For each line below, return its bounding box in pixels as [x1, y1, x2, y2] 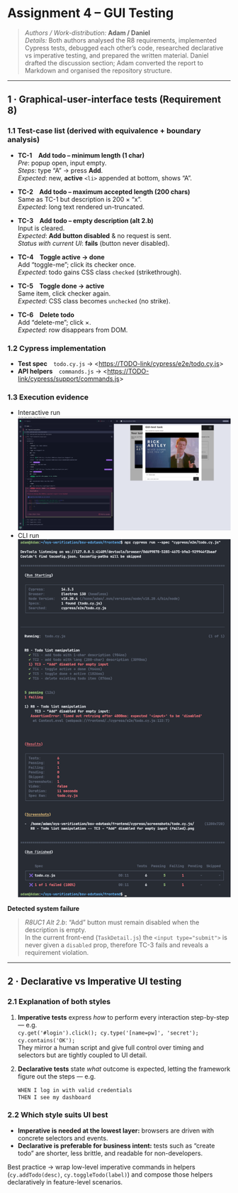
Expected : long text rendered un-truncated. [17, 203, 145, 211]
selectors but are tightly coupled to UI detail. [17, 1050, 147, 1059]
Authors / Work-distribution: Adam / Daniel [24, 28, 151, 37]
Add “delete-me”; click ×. [17, 318, 91, 326]
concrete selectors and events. [17, 1133, 108, 1142]
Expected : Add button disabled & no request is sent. [17, 231, 171, 239]
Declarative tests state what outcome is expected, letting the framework [17, 1064, 231, 1073]
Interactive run [17, 409, 61, 417]
